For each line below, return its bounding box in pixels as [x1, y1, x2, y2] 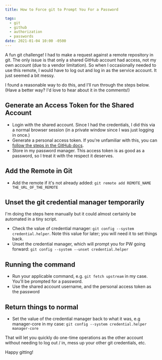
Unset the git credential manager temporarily [5, 198, 144, 206]
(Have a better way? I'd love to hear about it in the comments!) [5, 87, 130, 93]
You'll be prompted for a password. [12, 278, 83, 285]
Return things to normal [5, 303, 79, 311]
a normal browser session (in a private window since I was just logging [12, 127, 154, 133]
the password [12, 289, 40, 295]
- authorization [9, 30, 42, 35]
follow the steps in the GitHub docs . [12, 142, 84, 148]
